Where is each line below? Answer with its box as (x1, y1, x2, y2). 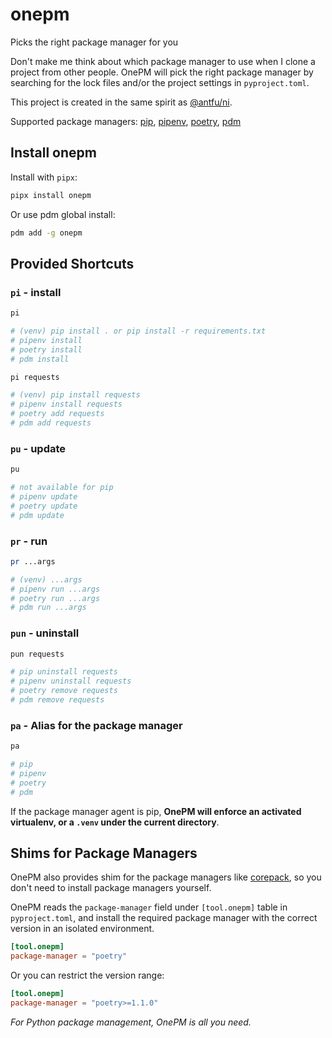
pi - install (10, 285, 62, 299)
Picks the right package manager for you (10, 36, 179, 48)
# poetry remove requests (10, 686, 118, 696)
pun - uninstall (10, 626, 80, 640)
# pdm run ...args (10, 603, 87, 613)
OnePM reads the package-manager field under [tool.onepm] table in (10, 901, 288, 913)
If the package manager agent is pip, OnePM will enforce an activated (10, 805, 302, 817)
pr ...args (10, 556, 56, 567)
